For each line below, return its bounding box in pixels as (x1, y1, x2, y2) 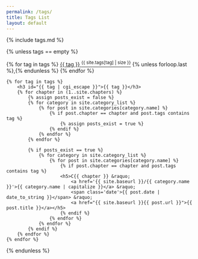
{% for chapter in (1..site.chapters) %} (17, 90, 122, 96)
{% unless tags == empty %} (6, 48, 78, 55)
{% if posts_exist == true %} (28, 147, 104, 153)
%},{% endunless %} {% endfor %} (6, 67, 94, 75)
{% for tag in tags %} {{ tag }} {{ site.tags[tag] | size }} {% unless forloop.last (6, 59, 188, 68)
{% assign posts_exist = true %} (60, 121, 144, 127)
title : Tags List (6, 14, 50, 20)
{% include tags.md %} (6, 37, 64, 44)
